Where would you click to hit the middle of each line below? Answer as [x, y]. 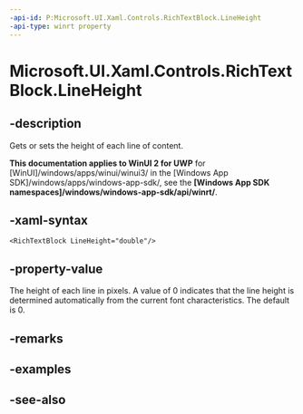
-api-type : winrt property [60, 26]
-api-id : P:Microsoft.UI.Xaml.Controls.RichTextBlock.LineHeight [135, 18]
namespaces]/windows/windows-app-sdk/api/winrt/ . [113, 192]
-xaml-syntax [49, 220]
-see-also [38, 400]
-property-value [56, 269]
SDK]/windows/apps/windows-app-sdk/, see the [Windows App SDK [140, 182]
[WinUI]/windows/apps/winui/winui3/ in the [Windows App [119, 172]
